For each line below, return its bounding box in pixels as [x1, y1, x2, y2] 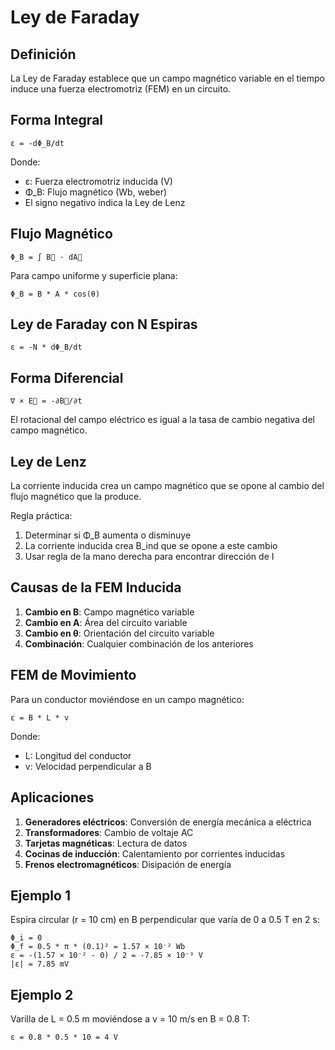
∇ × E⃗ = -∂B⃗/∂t [10, 396, 83, 406]
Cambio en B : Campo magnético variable [24, 606, 195, 618]
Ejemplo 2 [10, 986, 74, 1003]
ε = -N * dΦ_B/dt [10, 342, 83, 353]
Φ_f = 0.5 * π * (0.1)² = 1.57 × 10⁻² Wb [10, 942, 186, 952]
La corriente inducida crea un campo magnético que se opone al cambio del [10, 480, 325, 492]
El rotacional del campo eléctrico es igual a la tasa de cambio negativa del [10, 414, 315, 426]
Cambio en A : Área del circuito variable [24, 616, 188, 628]
